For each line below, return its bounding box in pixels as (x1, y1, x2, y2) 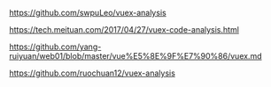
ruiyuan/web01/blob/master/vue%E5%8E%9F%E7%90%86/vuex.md (9, 51, 262, 61)
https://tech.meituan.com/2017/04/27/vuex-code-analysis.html (9, 25, 239, 34)
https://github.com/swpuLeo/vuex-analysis (9, 8, 166, 18)
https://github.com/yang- (9, 41, 102, 52)
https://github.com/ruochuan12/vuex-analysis (9, 68, 175, 78)
